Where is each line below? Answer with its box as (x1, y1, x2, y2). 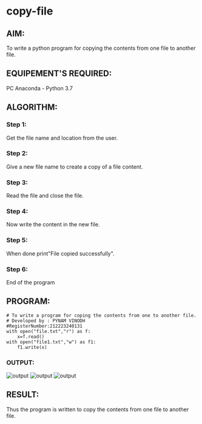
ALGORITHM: (6, 102, 58, 113)
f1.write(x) (17, 344, 47, 350)
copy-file (6, 4, 53, 18)
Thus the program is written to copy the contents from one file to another (6, 405, 189, 413)
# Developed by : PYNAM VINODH (6, 317, 86, 324)
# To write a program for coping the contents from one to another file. (6, 312, 197, 318)
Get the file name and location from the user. (6, 134, 118, 141)
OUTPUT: (6, 358, 35, 366)
